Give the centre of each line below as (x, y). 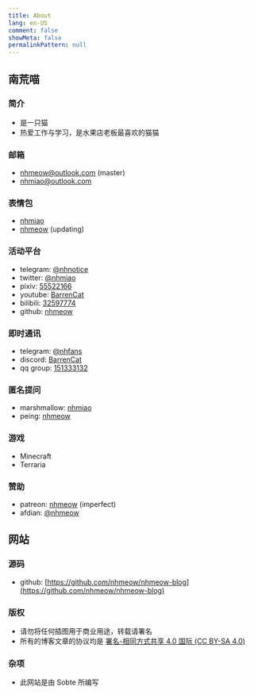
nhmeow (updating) (52, 229)
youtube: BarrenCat (52, 294)
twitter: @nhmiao (48, 278)
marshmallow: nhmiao (56, 408)
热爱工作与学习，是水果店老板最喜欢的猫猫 (89, 132)
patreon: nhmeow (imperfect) (68, 504)
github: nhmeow (46, 311)
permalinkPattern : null (48, 45)
